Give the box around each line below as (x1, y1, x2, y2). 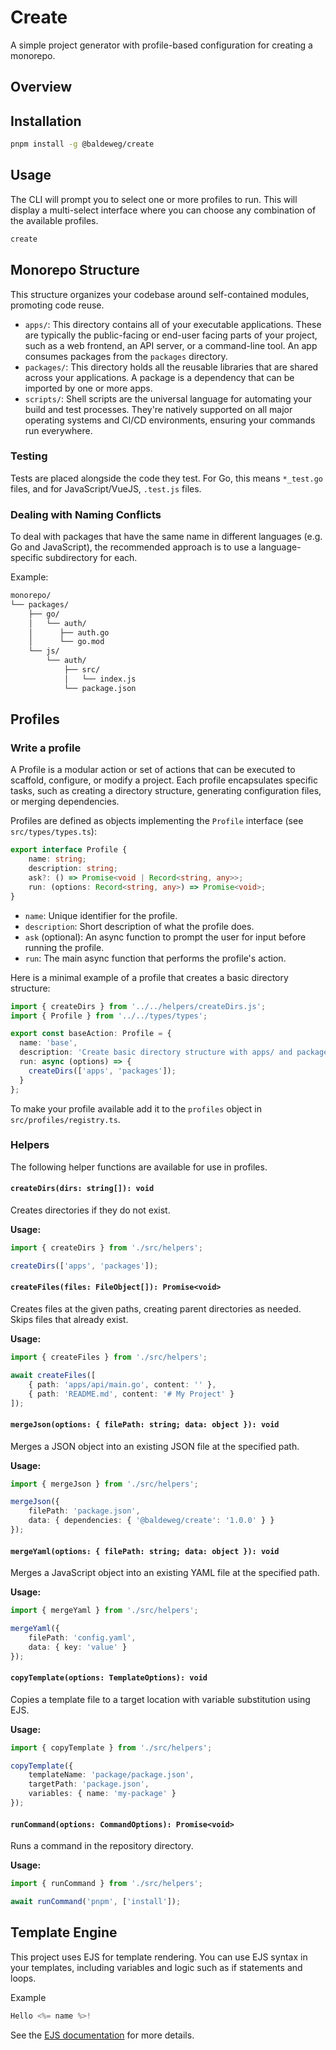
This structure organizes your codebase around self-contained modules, (10, 288, 310, 300)
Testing (10, 449, 48, 463)
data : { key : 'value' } (28, 1642, 128, 1652)
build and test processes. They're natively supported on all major (24, 403, 293, 415)
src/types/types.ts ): (10, 826, 97, 838)
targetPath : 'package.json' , (28, 1779, 150, 1790)
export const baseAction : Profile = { (10, 1029, 172, 1039)
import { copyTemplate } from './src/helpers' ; (10, 1742, 213, 1753)
